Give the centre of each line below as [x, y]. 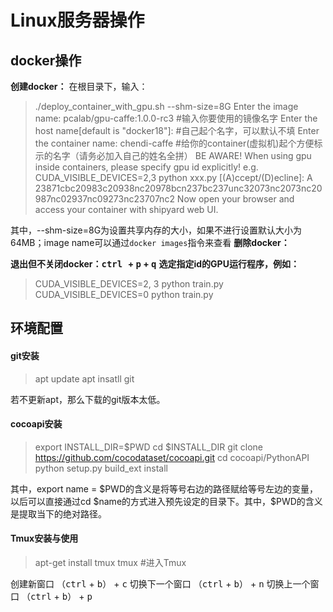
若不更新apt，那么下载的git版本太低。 [88, 399]
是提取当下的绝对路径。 [58, 513]
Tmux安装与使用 [44, 538]
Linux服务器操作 [77, 20]
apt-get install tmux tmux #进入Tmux [110, 562]
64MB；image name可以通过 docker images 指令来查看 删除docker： [150, 242]
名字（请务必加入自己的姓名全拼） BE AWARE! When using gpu [182, 155]
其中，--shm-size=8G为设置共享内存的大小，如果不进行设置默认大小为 [156, 230]
